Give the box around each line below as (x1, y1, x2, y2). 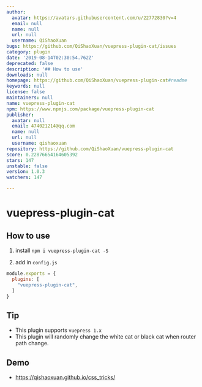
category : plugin (6, 49, 51, 55)
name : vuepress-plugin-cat (6, 100, 75, 106)
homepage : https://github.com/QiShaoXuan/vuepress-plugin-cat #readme (6, 77, 188, 83)
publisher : (6, 112, 34, 118)
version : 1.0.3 (6, 169, 45, 175)
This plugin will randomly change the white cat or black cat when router (15, 333, 196, 340)
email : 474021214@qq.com (12, 123, 75, 129)
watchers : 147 (6, 174, 43, 181)
